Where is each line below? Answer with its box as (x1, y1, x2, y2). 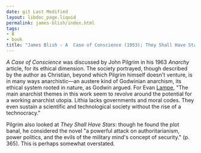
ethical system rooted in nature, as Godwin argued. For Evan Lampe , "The (6, 84, 188, 91)
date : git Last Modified (6, 8, 68, 15)
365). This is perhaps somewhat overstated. (6, 140, 115, 147)
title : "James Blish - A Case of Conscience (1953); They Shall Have (6, 42, 186, 48)
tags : (6, 25, 20, 32)
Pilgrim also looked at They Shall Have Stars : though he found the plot (6, 121, 179, 128)
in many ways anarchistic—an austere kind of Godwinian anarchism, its (6, 77, 182, 84)
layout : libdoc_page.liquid (6, 14, 77, 20)
